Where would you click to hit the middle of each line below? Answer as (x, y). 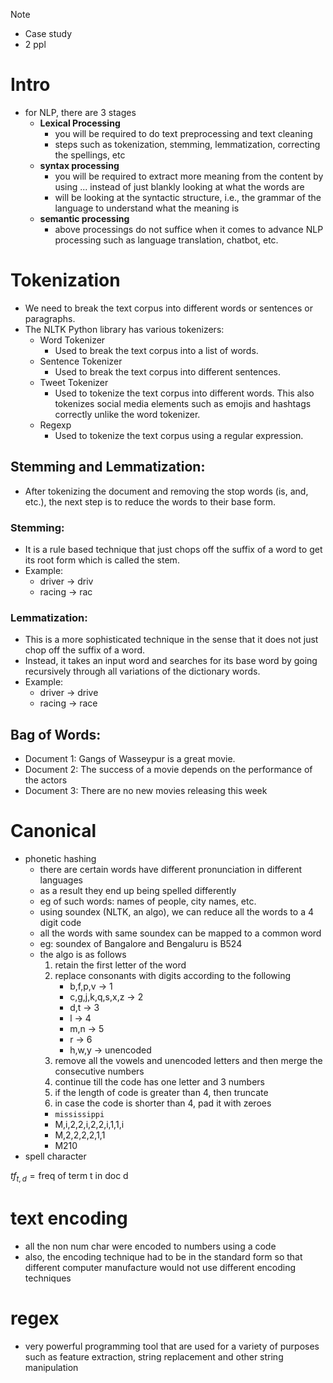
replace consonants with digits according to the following (173, 976)
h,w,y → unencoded (110, 1050)
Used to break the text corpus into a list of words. (156, 350)
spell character (55, 1156)
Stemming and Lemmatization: (108, 467)
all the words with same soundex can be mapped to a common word (180, 933)
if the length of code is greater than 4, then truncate (161, 1093)
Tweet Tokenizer (74, 382)
